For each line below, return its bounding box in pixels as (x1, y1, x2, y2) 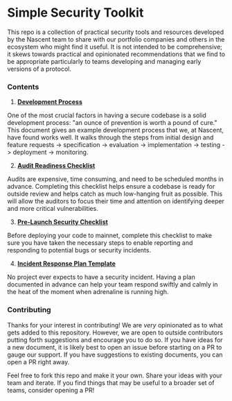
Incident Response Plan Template (17, 259, 116, 268)
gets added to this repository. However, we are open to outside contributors (7, 328, 224, 336)
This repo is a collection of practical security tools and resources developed (7, 28, 224, 36)
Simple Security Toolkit (7, 5, 144, 21)
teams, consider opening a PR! (7, 386, 95, 394)
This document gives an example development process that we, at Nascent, (7, 126, 224, 135)
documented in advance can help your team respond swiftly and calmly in (7, 280, 218, 289)
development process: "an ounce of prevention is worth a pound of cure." (7, 119, 217, 127)
